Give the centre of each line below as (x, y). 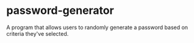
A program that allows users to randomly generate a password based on (97, 27)
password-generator (60, 11)
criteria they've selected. (38, 33)
